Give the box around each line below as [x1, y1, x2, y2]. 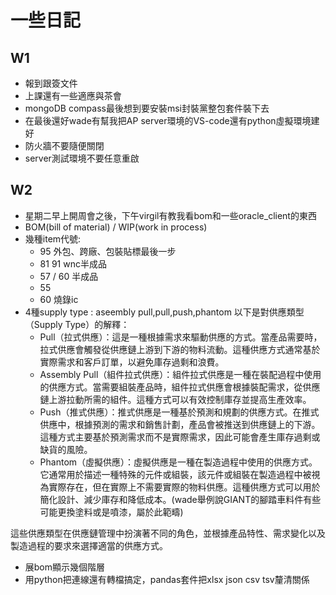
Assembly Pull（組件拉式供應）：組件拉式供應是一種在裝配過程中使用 [39, 368, 322, 380]
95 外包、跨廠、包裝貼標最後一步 [39, 245, 177, 257]
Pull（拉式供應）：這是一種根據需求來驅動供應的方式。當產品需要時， [39, 331, 323, 343]
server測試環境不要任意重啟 [24, 152, 140, 164]
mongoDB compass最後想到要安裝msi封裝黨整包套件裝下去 [24, 102, 270, 114]
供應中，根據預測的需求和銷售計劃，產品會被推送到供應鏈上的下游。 [39, 418, 321, 430]
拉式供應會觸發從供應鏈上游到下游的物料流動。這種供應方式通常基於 [39, 343, 321, 355]
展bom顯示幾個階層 [24, 561, 106, 573]
